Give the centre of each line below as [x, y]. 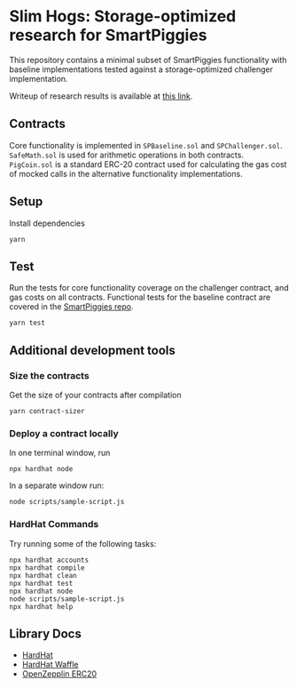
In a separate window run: [57, 485]
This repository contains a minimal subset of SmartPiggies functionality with [148, 60]
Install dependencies [47, 223]
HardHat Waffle [50, 665]
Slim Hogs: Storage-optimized [123, 16]
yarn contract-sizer [47, 412]
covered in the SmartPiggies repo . [71, 307]
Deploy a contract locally [64, 433]
